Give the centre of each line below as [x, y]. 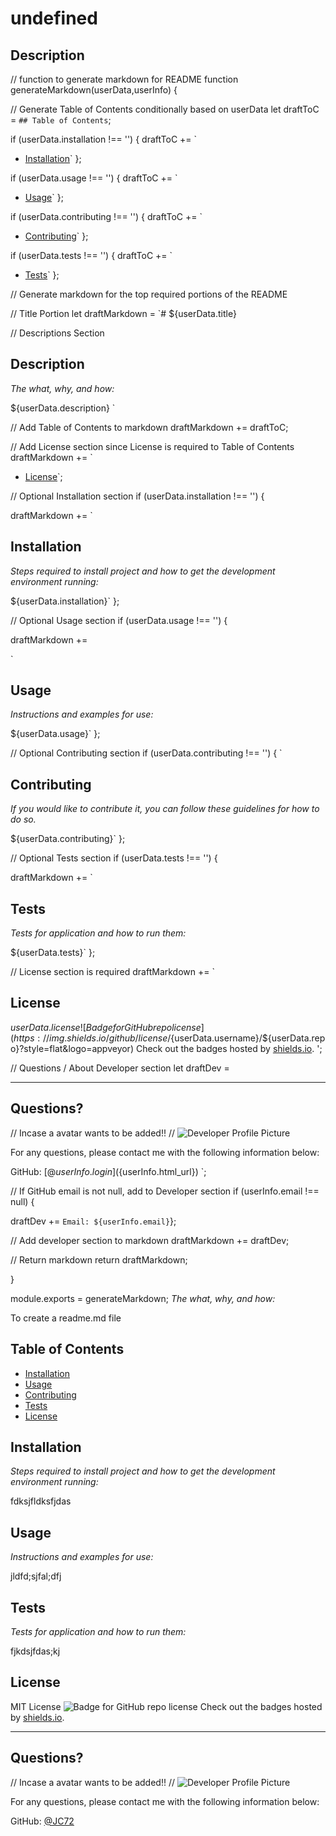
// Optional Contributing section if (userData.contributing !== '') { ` [146, 753]
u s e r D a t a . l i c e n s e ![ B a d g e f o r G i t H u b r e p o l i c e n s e [106, 1027]
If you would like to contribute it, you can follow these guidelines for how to [165, 809]
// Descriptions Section [57, 333]
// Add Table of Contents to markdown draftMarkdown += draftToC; [149, 427]
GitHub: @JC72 [42, 1821]
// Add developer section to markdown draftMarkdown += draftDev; [150, 1240]
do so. [23, 819]
